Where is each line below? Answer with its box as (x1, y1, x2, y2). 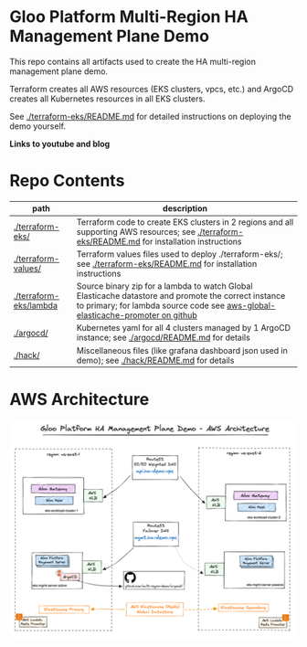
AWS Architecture (9, 389, 150, 410)
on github (161, 310, 198, 321)
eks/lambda (13, 300, 58, 312)
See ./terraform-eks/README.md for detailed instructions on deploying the (9, 111, 291, 122)
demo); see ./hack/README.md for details (76, 355, 235, 366)
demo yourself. (9, 121, 67, 132)
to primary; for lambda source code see (76, 300, 226, 312)
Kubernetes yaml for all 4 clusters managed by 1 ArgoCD (76, 323, 291, 334)
